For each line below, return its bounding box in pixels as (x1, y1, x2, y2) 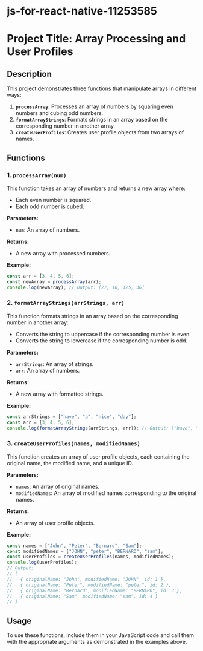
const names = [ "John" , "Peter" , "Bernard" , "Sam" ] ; (7, 543, 142, 549)
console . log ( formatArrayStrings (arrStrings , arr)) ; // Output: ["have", (7, 425, 193, 431)
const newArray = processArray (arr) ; (7, 278, 102, 285)
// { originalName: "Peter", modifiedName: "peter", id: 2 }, (7, 582, 172, 588)
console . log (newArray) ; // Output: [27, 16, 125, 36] (7, 284, 145, 290)
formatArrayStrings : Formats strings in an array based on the (15, 116, 168, 123)
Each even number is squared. (15, 196, 92, 203)
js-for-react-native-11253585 (7, 4, 157, 18)
